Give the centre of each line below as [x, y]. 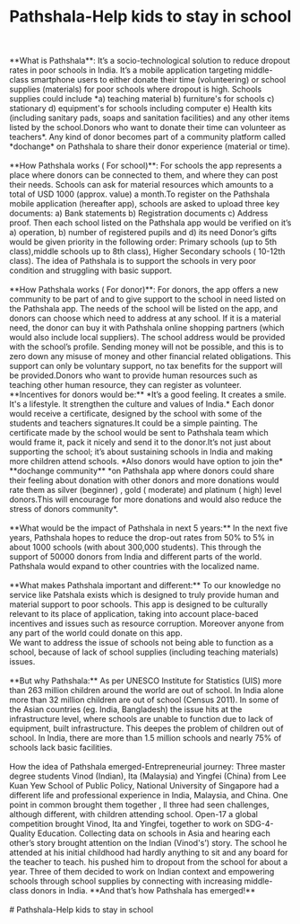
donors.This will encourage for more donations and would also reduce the [146, 499]
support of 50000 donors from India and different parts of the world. [136, 556]
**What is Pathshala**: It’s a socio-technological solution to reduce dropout [150, 60]
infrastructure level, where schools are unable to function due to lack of [141, 718]
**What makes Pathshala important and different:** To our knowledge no [145, 585]
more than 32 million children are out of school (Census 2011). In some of [144, 700]
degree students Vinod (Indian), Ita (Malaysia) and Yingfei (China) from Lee [148, 776]
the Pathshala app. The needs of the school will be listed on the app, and [144, 308]
